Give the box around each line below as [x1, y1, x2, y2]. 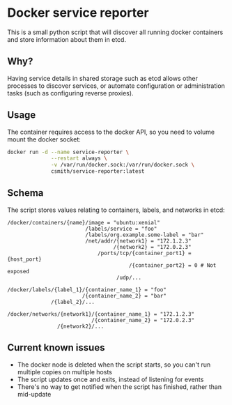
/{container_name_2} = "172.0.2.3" [91, 316, 195, 323]
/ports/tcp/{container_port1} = [97, 250, 192, 257]
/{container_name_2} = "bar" [82, 292, 167, 299]
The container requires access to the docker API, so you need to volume [7, 128, 215, 136]
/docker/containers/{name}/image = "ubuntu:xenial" [7, 219, 160, 226]
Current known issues [7, 342, 105, 353]
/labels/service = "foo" [84, 225, 157, 232]
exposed [7, 268, 30, 275]
